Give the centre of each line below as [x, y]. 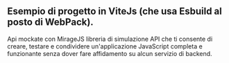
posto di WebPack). [50, 22]
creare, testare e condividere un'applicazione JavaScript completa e [105, 46]
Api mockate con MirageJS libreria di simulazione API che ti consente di [110, 39]
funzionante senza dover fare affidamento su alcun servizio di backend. [110, 53]
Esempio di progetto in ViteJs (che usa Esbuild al [114, 11]
